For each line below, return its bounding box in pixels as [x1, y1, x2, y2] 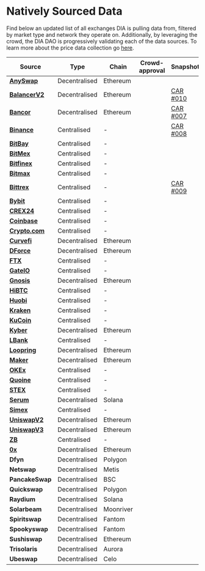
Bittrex [9, 182, 29, 191]
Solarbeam [9, 505, 42, 513]
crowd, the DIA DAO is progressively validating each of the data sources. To [6, 37, 197, 45]
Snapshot [170, 62, 200, 71]
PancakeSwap [9, 475, 52, 483]
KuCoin [9, 316, 32, 324]
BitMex [9, 149, 31, 157]
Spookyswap [9, 524, 49, 533]
